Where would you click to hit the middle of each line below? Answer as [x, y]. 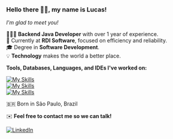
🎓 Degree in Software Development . [53, 47]
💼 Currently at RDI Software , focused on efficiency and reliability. [87, 41]
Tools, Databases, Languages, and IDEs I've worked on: [77, 68]
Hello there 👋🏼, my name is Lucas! [57, 10]
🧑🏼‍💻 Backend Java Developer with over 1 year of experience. [82, 34]
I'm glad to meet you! [32, 23]
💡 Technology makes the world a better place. [64, 56]
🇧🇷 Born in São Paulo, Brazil [42, 104]
